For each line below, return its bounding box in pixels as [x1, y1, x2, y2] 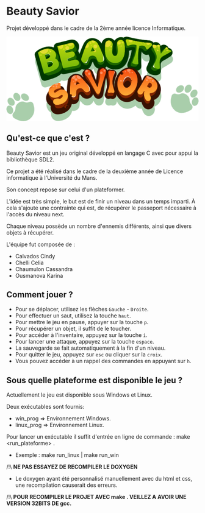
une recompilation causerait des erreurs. [15, 481, 118, 489]
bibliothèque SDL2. [6, 155, 55, 163]
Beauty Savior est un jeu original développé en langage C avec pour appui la [6, 149, 198, 157]
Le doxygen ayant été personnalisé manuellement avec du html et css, [15, 475, 193, 483]
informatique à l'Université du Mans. [6, 174, 98, 181]
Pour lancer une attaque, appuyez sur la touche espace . [15, 338, 154, 345]
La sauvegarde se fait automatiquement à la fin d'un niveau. [15, 344, 166, 352]
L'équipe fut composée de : [6, 241, 75, 248]
